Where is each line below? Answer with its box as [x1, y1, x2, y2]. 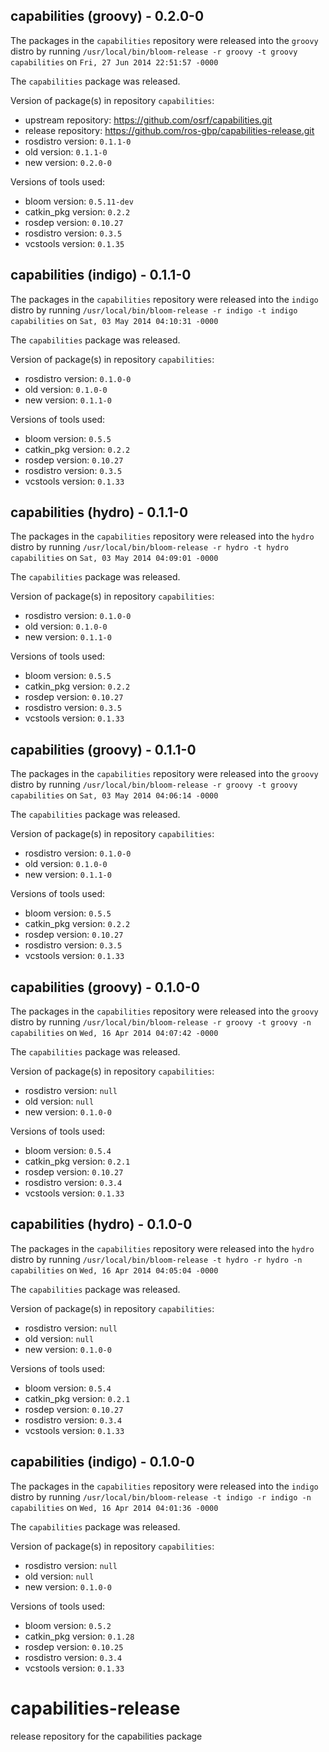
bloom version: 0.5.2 [24, 1619, 112, 1631]
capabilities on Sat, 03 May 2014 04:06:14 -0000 [10, 789, 219, 801]
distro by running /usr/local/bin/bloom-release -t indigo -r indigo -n [10, 1490, 312, 1503]
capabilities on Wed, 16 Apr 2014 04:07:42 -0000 [10, 1027, 219, 1039]
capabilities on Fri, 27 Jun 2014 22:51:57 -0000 [10, 55, 219, 68]
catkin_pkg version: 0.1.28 [24, 1630, 135, 1642]
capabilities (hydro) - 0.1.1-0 [10, 504, 189, 521]
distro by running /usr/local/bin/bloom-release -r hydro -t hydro [10, 541, 289, 553]
